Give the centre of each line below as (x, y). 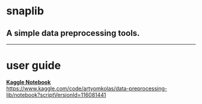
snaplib (25, 11)
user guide (34, 65)
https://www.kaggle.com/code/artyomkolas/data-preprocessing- (87, 88)
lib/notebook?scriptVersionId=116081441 (56, 94)
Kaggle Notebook (29, 82)
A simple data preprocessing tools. (73, 33)
